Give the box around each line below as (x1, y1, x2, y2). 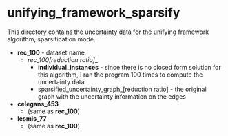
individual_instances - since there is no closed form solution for (37, 63, 222, 71)
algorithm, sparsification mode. (7, 35, 96, 43)
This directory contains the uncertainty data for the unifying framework (7, 28, 209, 36)
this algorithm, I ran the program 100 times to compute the (37, 70, 203, 79)
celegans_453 (17, 99, 59, 108)
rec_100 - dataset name (17, 48, 85, 57)
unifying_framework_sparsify (7, 5, 180, 21)
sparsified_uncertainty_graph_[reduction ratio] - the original (37, 85, 207, 93)
